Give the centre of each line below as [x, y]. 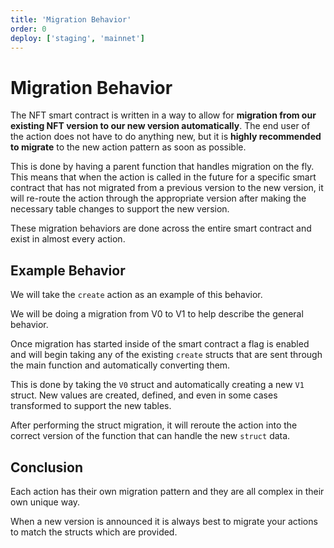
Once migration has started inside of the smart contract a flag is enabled [160, 344]
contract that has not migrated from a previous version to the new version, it [167, 188]
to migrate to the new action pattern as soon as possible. [128, 147]
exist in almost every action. [68, 239]
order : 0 [28, 29]
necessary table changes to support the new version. [120, 209]
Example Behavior [68, 270]
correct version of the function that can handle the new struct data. [150, 436]
